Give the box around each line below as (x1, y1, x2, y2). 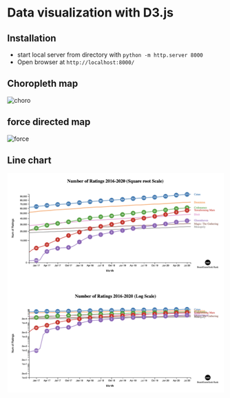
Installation (7, 32, 56, 44)
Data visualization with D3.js (7, 5, 174, 21)
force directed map (7, 116, 91, 128)
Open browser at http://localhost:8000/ (17, 58, 135, 66)
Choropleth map (7, 78, 79, 90)
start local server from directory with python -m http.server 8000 (17, 50, 203, 59)
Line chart (7, 155, 52, 166)
